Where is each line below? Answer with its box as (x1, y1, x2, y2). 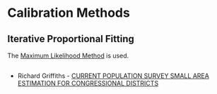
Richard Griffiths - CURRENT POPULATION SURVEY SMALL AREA (17, 72, 210, 80)
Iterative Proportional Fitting (7, 33, 134, 45)
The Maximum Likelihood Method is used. (7, 51, 129, 60)
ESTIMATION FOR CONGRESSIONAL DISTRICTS (17, 79, 159, 88)
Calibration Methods (7, 5, 131, 21)
